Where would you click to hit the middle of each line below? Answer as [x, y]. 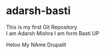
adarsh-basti [38, 11]
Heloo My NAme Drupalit [36, 45]
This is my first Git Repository [42, 27]
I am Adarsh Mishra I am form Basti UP [53, 33]
